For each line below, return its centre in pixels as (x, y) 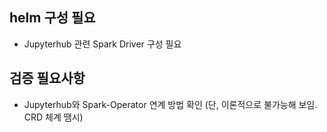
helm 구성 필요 (52, 18)
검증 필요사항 (47, 78)
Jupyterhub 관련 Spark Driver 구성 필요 (102, 44)
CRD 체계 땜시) (53, 117)
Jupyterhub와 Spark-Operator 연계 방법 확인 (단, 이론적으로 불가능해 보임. (170, 104)
